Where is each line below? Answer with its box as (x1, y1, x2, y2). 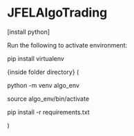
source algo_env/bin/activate (7, 95, 90, 103)
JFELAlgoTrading (7, 5, 108, 21)
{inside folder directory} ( (7, 68, 79, 76)
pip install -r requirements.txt (7, 108, 90, 116)
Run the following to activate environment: (7, 41, 128, 49)
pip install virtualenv (7, 54, 64, 63)
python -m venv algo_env (7, 81, 79, 89)
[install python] (7, 28, 50, 36)
